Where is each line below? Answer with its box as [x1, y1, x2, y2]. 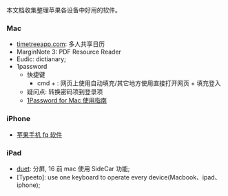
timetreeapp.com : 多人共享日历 [16, 40, 105, 48]
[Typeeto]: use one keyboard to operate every [16, 173, 147, 181]
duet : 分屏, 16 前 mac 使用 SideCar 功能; [16, 164, 130, 173]
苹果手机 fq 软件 [16, 130, 63, 139]
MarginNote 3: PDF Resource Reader [16, 47, 122, 56]
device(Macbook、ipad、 [148, 173, 221, 181]
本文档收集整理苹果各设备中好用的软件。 [6, 6, 121, 14]
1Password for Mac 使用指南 [26, 96, 107, 105]
